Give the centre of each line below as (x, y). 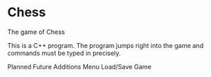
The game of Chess (36, 32)
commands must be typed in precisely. (64, 53)
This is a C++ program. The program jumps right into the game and (105, 45)
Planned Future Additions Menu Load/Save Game (79, 66)
